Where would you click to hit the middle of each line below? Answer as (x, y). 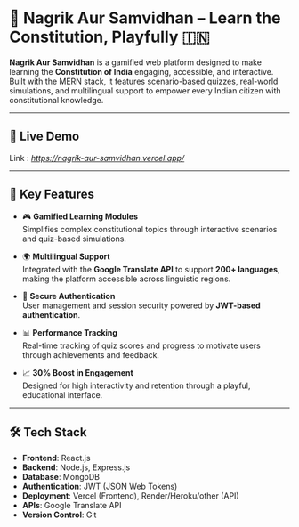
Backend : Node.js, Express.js (76, 467)
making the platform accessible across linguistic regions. (126, 279)
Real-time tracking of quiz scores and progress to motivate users (141, 345)
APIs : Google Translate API (72, 506)
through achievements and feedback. (91, 354)
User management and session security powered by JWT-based (141, 305)
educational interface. (62, 394)
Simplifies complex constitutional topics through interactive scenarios (149, 229)
